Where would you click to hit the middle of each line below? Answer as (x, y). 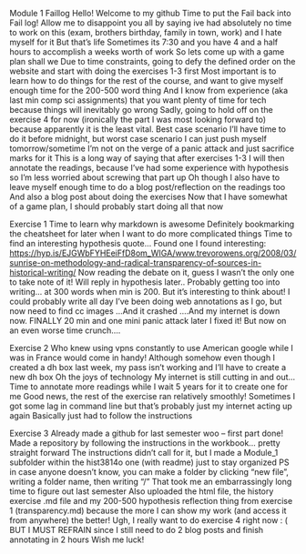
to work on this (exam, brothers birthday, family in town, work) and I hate (146, 32)
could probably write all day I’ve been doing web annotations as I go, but (146, 301)
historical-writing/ (43, 272)
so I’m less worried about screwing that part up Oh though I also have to (145, 177)
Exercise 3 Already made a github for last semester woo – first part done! (147, 433)
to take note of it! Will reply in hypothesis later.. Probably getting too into (145, 282)
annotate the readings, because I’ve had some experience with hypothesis (149, 168)
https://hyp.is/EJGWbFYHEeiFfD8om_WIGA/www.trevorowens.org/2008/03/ (153, 253)
